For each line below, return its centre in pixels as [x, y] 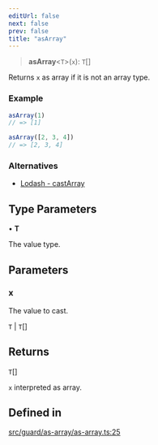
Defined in [35, 413]
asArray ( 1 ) [27, 115]
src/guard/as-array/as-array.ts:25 [64, 432]
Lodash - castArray [52, 184]
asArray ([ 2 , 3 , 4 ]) [41, 138]
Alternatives [33, 166]
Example [26, 98]
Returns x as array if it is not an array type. [79, 77]
